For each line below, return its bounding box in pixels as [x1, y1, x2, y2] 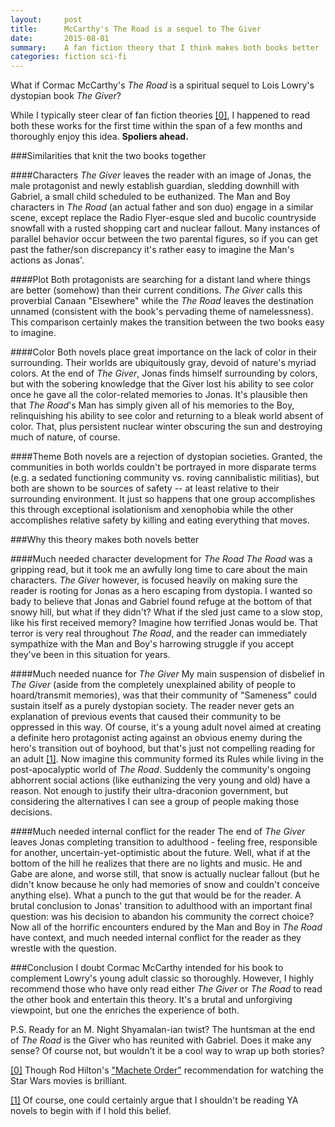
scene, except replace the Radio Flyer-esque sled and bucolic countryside [10, 212, 317, 224]
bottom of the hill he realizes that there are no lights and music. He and [10, 857, 303, 870]
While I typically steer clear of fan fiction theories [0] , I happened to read [10, 109, 311, 121]
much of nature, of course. [10, 431, 121, 443]
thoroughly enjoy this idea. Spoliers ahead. [10, 131, 189, 143]
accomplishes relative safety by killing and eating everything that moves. [10, 514, 310, 526]
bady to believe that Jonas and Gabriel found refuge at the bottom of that [10, 596, 313, 608]
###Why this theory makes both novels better [10, 534, 200, 546]
